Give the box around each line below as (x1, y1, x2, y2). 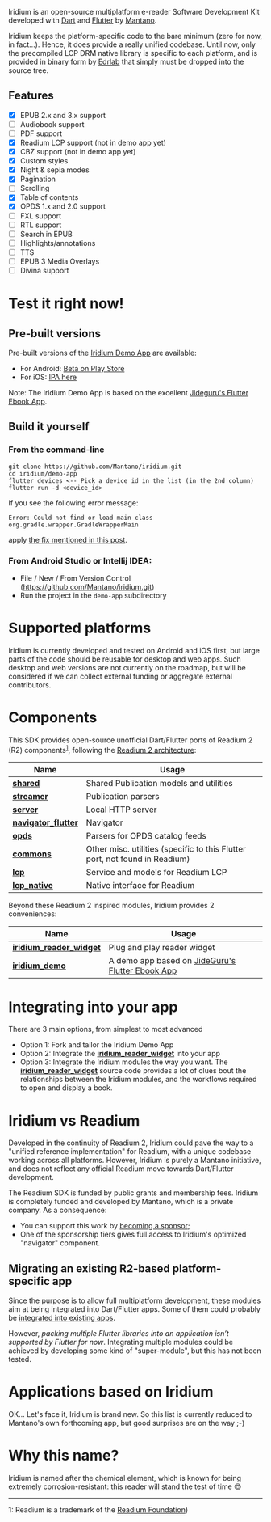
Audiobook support (19, 119, 85, 129)
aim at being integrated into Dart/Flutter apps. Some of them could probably (8, 1304, 261, 1314)
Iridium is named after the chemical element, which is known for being (8, 1473, 242, 1483)
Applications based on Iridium (8, 1383, 214, 1402)
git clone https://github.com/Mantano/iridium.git (8, 463, 182, 471)
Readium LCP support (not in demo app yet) (19, 137, 167, 147)
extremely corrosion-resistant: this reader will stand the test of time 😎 (8, 1482, 242, 1491)
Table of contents (19, 192, 79, 202)
